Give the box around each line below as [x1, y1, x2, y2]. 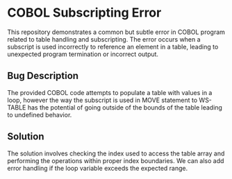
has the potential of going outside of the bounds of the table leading [27, 103, 222, 112]
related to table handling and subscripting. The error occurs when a [7, 35, 201, 43]
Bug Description [7, 70, 78, 82]
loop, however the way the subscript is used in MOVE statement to [7, 96, 198, 104]
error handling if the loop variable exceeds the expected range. [7, 164, 188, 172]
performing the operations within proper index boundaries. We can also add [7, 156, 224, 164]
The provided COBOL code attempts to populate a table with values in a [7, 88, 213, 96]
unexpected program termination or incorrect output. [7, 50, 158, 58]
